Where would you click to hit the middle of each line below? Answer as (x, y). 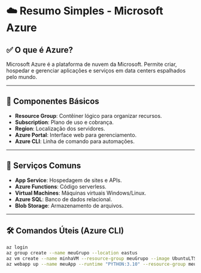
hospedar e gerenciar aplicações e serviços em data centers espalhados (96, 71)
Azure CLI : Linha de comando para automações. (74, 141)
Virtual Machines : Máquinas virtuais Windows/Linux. (80, 193)
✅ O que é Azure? (40, 50)
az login (17, 248)
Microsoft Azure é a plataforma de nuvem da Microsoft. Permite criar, (92, 64)
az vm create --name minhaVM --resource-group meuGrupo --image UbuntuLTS (101, 259)
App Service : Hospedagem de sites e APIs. (68, 180)
